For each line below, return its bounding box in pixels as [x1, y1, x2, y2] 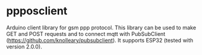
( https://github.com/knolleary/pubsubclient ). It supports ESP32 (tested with [6, 36, 194, 44]
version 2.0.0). [6, 43, 42, 50]
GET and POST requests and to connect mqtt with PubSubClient [6, 30, 166, 37]
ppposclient [6, 4, 68, 18]
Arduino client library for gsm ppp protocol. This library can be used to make [6, 24, 197, 31]
